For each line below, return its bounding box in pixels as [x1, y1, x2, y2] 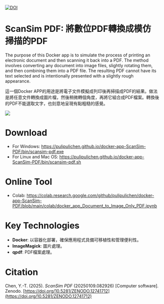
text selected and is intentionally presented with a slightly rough [5, 73, 134, 78]
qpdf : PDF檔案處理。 [12, 249, 55, 255]
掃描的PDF [5, 36, 48, 47]
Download [5, 127, 47, 138]
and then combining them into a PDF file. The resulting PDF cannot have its [5, 68, 157, 74]
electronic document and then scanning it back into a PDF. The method [5, 57, 149, 63]
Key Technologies [5, 220, 80, 231]
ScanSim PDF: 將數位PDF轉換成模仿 [5, 24, 151, 34]
